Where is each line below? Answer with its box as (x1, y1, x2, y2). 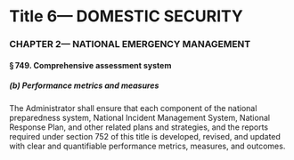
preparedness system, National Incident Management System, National (9, 112, 270, 123)
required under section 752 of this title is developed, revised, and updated (9, 131, 281, 141)
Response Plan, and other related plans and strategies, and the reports (9, 122, 269, 132)
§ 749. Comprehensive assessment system (9, 60, 172, 70)
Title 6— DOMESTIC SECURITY (9, 6, 243, 27)
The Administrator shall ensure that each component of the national (9, 102, 257, 113)
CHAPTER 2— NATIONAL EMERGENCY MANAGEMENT (9, 38, 251, 51)
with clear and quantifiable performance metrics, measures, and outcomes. (9, 140, 286, 151)
